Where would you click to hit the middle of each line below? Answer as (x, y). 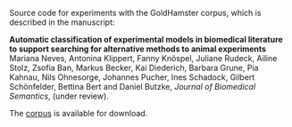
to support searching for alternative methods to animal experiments (138, 49)
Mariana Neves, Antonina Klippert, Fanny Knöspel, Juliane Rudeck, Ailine (143, 58)
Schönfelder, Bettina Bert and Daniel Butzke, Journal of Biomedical (133, 87)
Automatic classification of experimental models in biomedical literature (146, 40)
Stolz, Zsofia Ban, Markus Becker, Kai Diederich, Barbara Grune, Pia (134, 67)
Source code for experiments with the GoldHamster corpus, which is (135, 13)
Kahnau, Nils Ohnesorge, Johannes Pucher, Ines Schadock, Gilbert (132, 77)
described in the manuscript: (62, 22)
